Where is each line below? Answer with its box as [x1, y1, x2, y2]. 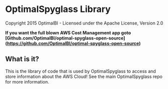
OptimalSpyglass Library [5, 3, 111, 15]
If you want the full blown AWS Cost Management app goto [5, 29, 131, 35]
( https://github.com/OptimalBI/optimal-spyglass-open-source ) [5, 40, 141, 46]
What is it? [5, 55, 39, 63]
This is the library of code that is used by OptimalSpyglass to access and [5, 68, 156, 74]
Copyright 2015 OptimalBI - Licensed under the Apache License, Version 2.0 [5, 20, 163, 26]
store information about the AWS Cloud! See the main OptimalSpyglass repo [5, 73, 162, 79]
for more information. [5, 78, 49, 84]
